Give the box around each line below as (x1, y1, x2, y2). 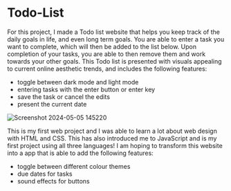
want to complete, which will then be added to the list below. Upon (7, 42, 197, 51)
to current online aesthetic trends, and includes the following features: (7, 64, 207, 73)
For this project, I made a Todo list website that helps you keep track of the (7, 28, 220, 36)
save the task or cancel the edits (17, 92, 111, 101)
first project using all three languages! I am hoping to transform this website (7, 141, 223, 149)
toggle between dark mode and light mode (17, 78, 139, 86)
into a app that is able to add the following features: (7, 149, 154, 157)
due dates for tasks (17, 170, 73, 178)
